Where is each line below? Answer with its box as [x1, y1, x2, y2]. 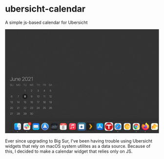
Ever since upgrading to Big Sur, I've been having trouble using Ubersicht [5, 138, 153, 144]
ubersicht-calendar [5, 3, 86, 15]
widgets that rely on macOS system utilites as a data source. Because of [5, 143, 151, 149]
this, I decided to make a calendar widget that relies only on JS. [5, 148, 133, 154]
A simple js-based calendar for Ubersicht [5, 19, 88, 25]
